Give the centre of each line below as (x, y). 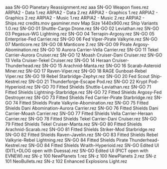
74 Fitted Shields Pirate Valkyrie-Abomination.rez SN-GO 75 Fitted (81, 103)
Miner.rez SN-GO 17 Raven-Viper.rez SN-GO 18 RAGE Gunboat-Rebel (76, 71)
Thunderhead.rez (23, 65)
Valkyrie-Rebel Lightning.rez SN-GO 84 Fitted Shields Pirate (67, 140)
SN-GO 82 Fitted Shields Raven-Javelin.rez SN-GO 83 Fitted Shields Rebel (82, 135)
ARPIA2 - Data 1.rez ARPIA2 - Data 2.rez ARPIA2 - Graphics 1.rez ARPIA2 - (82, 12)
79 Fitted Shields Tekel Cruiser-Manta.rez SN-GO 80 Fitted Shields (74, 124)
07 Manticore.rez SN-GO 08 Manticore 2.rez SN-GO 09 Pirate (69, 44)
